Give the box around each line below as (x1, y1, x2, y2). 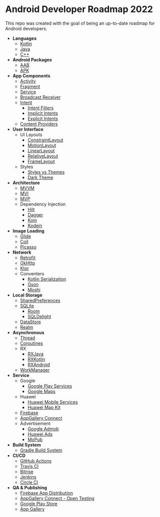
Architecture (12, 180, 40, 186)
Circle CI (20, 479, 38, 485)
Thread (20, 335, 35, 341)
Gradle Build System (20, 447, 63, 453)
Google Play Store (20, 500, 58, 506)
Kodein (27, 223, 43, 229)
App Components (12, 72, 50, 79)
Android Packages (12, 56, 52, 62)
